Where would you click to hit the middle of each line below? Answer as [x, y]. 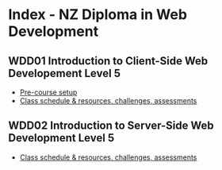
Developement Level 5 [65, 73]
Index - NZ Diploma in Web [98, 15]
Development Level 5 [61, 138]
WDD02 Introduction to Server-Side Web [111, 126]
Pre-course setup [48, 92]
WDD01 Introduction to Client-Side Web [108, 61]
